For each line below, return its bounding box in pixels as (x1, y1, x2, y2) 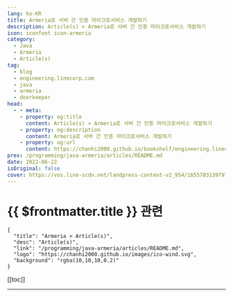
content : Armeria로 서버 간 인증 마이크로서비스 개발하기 (25, 133, 172, 139)
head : (7, 101, 23, 108)
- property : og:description (19, 126, 101, 133)
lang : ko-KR (7, 10, 42, 17)
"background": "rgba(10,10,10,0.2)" (13, 257, 119, 264)
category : (7, 36, 36, 43)
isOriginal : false (7, 164, 60, 172)
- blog (13, 68, 33, 75)
